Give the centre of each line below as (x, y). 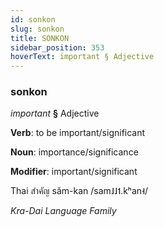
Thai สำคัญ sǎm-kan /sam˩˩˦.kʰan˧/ (79, 191)
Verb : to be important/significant (78, 133)
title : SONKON (40, 38)
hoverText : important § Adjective (82, 57)
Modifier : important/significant (74, 172)
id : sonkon (33, 19)
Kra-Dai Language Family (63, 211)
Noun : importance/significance (74, 152)
